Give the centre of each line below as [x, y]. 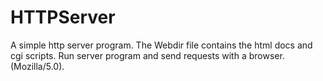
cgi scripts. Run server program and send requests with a [128, 55]
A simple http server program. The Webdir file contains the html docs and [161, 45]
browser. [266, 55]
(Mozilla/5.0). [37, 66]
